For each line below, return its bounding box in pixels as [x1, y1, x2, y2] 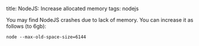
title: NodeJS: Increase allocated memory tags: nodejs [6, 5, 139, 12]
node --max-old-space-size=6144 [6, 34, 86, 40]
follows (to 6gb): [6, 23, 46, 29]
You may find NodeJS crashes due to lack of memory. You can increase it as [6, 17, 194, 23]
